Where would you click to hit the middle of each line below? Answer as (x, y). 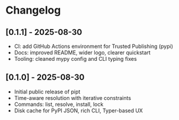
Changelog (33, 10)
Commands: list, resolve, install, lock (59, 104)
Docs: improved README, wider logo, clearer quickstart (82, 53)
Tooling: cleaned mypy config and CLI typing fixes (75, 59)
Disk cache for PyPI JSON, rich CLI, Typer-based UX (79, 111)
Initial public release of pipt (47, 92)
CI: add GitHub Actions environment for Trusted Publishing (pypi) (93, 46)
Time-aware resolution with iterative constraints (73, 98)
